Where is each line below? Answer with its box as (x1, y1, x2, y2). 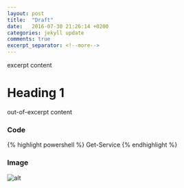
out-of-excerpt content (7, 107, 73, 116)
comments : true (7, 36, 51, 43)
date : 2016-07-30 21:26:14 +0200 (7, 23, 109, 30)
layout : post (7, 10, 45, 17)
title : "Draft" (7, 17, 54, 23)
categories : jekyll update (7, 29, 84, 36)
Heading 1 (7, 85, 65, 101)
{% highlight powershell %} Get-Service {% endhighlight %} (7, 140, 178, 149)
